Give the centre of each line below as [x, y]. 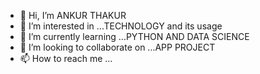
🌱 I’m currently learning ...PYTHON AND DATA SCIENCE [134, 36]
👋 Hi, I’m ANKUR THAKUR [73, 15]
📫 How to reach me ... [66, 58]
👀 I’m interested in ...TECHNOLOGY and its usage [121, 26]
